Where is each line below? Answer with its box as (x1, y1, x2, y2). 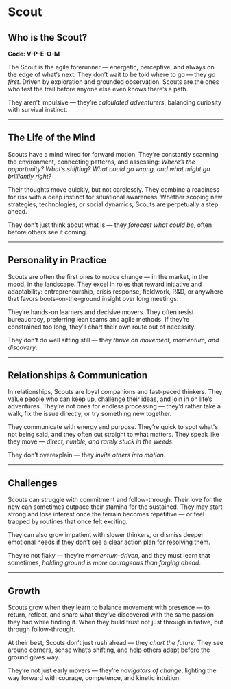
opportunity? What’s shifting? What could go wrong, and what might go (8, 164, 211, 173)
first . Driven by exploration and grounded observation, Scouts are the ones (8, 78, 219, 86)
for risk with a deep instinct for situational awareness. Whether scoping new (8, 193, 223, 201)
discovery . (8, 343, 38, 351)
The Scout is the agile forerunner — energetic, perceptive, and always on (8, 63, 215, 71)
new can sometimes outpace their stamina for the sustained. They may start (8, 503, 223, 511)
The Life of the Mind (8, 132, 95, 144)
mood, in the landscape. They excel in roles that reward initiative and (8, 280, 202, 288)
